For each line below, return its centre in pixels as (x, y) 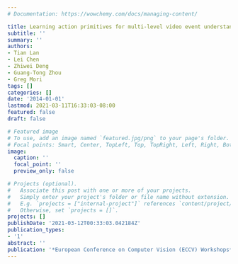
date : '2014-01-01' (36, 99)
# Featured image (33, 132)
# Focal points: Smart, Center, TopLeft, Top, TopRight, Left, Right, (114, 145)
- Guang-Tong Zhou (34, 73)
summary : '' (25, 40)
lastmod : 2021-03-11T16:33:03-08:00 (61, 106)
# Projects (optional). (42, 184)
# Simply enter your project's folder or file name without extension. (119, 197)
